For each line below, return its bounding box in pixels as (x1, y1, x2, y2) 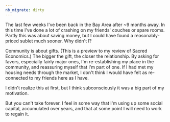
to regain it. (5, 111, 30, 117)
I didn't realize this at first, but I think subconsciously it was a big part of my (5, 85, 164, 91)
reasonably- (134, 32, 160, 38)
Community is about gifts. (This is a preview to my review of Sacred (5, 47, 148, 54)
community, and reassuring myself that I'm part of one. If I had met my (5, 64, 154, 70)
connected (5, 75, 28, 81)
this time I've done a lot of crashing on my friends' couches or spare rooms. (5, 27, 165, 33)
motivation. (5, 90, 29, 96)
